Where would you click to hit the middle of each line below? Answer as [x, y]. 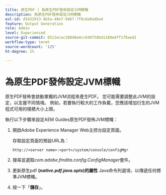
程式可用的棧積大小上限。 [31, 109]
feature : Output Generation [34, 24]
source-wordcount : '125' [31, 47]
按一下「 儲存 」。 [29, 188]
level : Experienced [25, 33]
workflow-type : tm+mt [28, 42]
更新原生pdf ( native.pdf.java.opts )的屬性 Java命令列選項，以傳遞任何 [84, 171]
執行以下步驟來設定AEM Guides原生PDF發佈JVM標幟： [62, 119]
